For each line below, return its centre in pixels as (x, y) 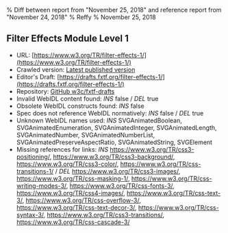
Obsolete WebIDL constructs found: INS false (80, 106)
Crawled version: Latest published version (76, 69)
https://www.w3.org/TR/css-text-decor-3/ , (77, 207)
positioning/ (33, 156)
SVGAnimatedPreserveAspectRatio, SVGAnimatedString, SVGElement (114, 142)
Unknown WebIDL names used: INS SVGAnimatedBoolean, (99, 120)
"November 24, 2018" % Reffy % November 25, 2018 (81, 17)
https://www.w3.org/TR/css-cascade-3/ (73, 222)
